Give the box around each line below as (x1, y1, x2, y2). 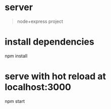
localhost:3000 (5, 82, 71, 93)
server (5, 2, 33, 13)
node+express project (17, 18, 64, 24)
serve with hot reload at (5, 70, 106, 82)
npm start (5, 98, 25, 104)
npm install (5, 53, 28, 59)
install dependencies (5, 36, 94, 48)
